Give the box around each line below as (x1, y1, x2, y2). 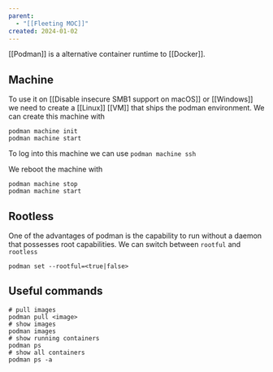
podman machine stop (8, 180, 79, 188)
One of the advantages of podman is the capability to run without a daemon (8, 231, 262, 240)
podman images (8, 327, 57, 335)
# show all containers (8, 348, 85, 357)
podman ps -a (8, 355, 53, 364)
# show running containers (8, 334, 100, 342)
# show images (8, 320, 57, 328)
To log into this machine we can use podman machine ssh (8, 149, 197, 158)
